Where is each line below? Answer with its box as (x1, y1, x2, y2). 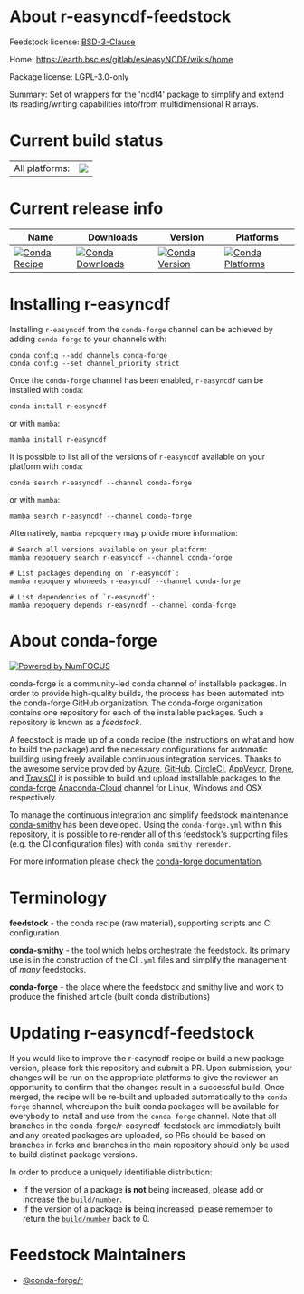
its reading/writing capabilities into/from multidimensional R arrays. (9, 98, 260, 110)
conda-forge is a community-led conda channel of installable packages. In (9, 677, 287, 689)
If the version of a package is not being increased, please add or (22, 1184, 264, 1194)
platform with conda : (9, 460, 84, 472)
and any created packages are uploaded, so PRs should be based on (9, 1129, 266, 1140)
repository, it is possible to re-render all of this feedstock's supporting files (9, 829, 288, 839)
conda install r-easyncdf (9, 401, 107, 411)
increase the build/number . (22, 1193, 123, 1204)
